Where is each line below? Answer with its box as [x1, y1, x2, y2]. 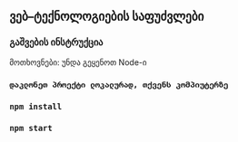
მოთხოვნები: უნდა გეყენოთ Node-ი [9, 56, 147, 68]
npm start [9, 123, 53, 134]
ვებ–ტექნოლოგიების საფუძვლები [9, 9, 204, 24]
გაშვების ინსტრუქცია [9, 36, 104, 49]
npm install [9, 101, 63, 111]
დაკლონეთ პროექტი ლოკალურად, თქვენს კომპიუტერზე [9, 79, 229, 90]
